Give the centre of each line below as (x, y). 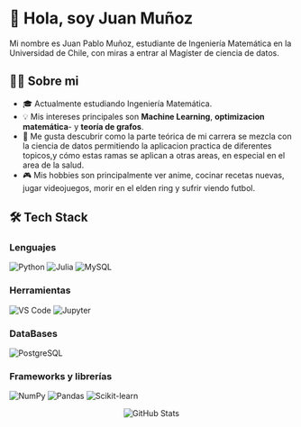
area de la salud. (53, 165)
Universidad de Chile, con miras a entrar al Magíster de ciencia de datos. (144, 52)
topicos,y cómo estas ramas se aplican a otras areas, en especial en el (154, 155)
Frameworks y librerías (61, 376)
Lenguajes (33, 248)
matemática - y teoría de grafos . (83, 126)
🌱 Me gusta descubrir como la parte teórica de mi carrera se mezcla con (157, 136)
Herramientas (40, 290)
